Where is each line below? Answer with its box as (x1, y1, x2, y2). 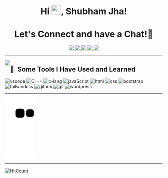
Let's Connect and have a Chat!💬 (14, 29, 153, 40)
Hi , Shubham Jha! (40, 6, 127, 17)
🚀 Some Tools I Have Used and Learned (10, 65, 136, 73)
